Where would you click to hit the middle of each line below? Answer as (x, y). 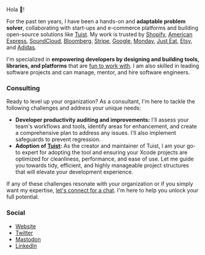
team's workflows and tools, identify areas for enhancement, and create (106, 126)
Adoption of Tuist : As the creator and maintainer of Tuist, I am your (100, 146)
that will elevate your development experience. (74, 172)
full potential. (23, 197)
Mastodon (28, 239)
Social (16, 213)
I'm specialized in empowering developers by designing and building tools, (103, 59)
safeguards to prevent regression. (58, 139)
